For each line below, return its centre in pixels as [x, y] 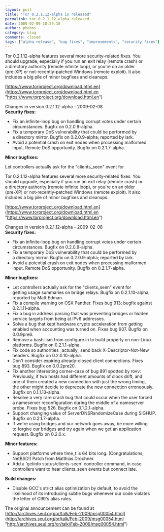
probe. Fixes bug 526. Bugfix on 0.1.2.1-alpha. [58, 408]
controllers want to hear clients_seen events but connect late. [75, 469]
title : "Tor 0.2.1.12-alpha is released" [48, 14]
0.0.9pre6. [23, 334]
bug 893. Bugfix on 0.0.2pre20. [44, 366]
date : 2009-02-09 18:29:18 [33, 23]
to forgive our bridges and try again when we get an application [77, 429]
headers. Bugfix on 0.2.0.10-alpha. [47, 355]
